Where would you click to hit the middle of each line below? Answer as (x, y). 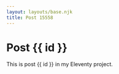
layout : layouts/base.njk (39, 12)
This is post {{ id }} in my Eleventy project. (60, 64)
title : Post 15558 (30, 18)
